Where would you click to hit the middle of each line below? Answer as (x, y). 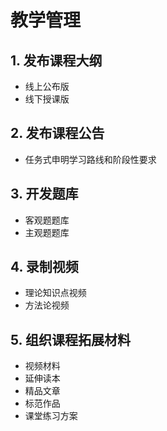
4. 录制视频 (44, 267)
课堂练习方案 (51, 416)
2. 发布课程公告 (57, 133)
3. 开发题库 (44, 194)
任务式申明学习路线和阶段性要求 (90, 159)
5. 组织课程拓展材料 (70, 339)
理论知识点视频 (55, 293)
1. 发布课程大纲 (56, 60)
